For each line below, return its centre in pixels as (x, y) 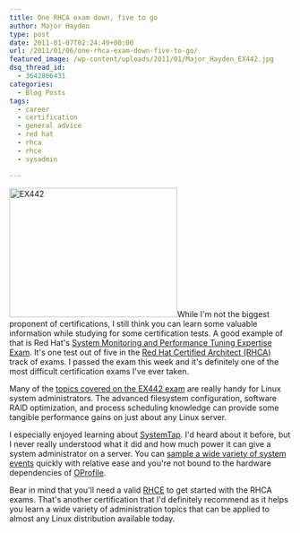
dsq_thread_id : (38, 68)
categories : (31, 84)
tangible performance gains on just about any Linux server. (118, 417)
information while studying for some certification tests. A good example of (146, 333)
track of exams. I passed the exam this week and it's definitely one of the (144, 361)
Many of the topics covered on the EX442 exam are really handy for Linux (146, 388)
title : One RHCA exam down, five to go (84, 17)
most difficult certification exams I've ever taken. (99, 371)
